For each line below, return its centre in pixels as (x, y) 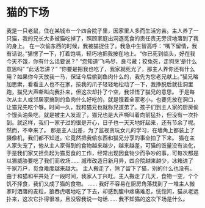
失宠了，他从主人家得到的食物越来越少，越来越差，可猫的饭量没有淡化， (108, 145)
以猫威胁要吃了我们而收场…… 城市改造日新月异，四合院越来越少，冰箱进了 (100, 160)
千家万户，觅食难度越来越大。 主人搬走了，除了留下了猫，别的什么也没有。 (101, 168)
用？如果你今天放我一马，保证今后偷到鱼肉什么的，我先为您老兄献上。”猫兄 (100, 76)
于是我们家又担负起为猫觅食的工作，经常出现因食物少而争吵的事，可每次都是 (103, 153)
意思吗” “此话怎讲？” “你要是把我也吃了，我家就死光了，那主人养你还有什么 (101, 69)
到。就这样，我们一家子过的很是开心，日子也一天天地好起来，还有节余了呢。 (103, 122)
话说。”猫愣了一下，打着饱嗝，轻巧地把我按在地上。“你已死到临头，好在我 (103, 53)
